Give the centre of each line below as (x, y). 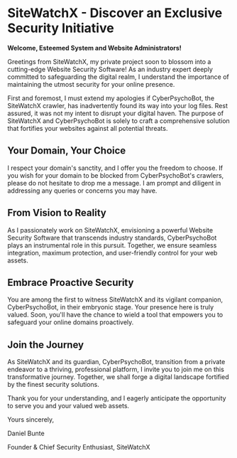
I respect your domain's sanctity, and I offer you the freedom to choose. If (115, 168)
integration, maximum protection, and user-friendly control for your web (112, 252)
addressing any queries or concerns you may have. (82, 191)
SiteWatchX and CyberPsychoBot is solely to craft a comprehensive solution (119, 121)
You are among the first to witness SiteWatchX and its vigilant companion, (115, 299)
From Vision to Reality (57, 213)
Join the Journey (45, 345)
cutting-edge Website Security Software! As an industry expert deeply (110, 69)
